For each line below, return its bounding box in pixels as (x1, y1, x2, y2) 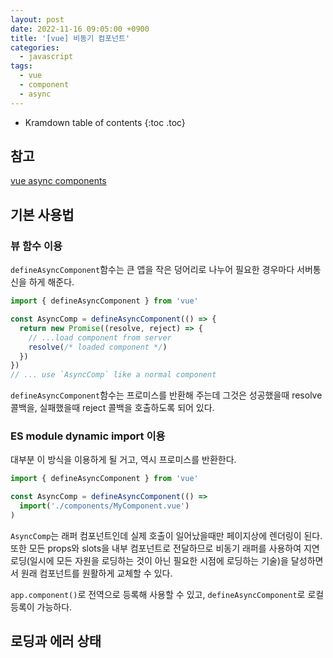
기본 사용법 (10, 206, 75, 223)
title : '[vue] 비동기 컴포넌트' (10, 33, 131, 43)
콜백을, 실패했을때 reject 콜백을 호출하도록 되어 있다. (10, 402, 215, 414)
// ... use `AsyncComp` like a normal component (10, 370, 217, 380)
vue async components (10, 175, 107, 187)
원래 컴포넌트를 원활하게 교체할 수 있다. (20, 567, 173, 579)
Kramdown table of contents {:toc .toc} (24, 116, 186, 128)
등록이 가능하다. (10, 601, 73, 613)
